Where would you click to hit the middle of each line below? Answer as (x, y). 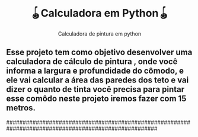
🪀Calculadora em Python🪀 (100, 13)
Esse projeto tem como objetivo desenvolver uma (99, 52)
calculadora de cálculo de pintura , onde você (92, 62)
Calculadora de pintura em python (100, 34)
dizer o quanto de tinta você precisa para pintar (95, 89)
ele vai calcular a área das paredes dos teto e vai (98, 80)
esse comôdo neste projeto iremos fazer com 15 (96, 99)
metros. (21, 108)
